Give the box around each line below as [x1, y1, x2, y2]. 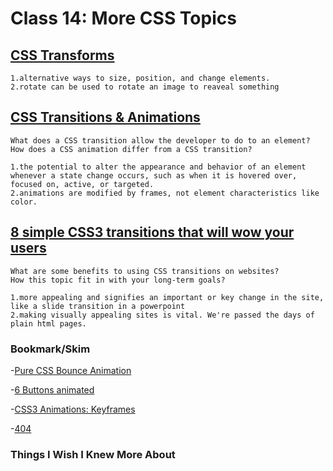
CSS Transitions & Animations [10, 109, 201, 126]
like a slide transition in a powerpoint [10, 301, 186, 311]
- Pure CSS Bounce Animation [10, 364, 132, 376]
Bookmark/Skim [10, 342, 91, 356]
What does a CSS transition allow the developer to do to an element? [10, 135, 311, 146]
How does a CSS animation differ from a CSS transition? [10, 144, 253, 154]
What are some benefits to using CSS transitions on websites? [10, 266, 280, 276]
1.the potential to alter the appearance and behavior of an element [10, 162, 307, 172]
